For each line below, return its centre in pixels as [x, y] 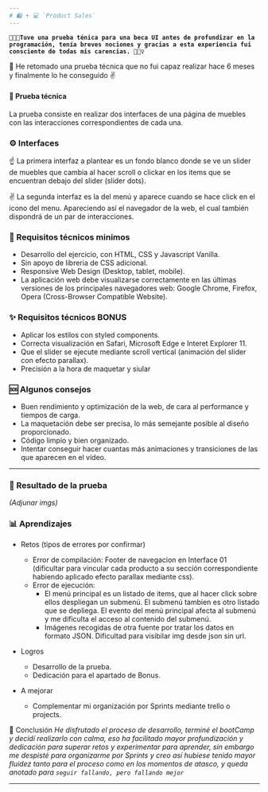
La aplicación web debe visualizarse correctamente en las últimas [128, 280]
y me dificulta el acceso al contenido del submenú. [128, 618]
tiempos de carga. [50, 416]
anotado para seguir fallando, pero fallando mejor [97, 772]
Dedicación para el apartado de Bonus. [97, 675]
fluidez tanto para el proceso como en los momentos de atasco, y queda [129, 763]
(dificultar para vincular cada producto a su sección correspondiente [145, 568]
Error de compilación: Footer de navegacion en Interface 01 [130, 560]
